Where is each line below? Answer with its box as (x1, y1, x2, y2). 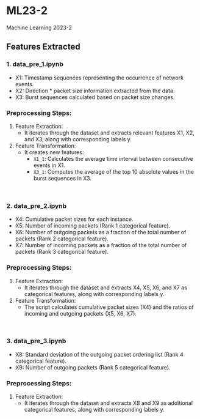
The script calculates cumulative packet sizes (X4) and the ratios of (24, 303, 194, 311)
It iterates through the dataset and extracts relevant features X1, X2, (24, 129, 195, 136)
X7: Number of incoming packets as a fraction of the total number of (15, 242, 187, 249)
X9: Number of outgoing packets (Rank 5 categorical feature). (15, 363, 171, 371)
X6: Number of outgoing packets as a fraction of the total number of (15, 229, 187, 236)
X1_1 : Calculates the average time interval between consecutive (33, 155, 193, 162)
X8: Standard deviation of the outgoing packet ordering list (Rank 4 (15, 350, 184, 358)
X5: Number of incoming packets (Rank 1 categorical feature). (15, 222, 171, 229)
